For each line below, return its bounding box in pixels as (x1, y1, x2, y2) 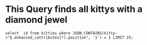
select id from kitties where (5, 30, 71, 35)
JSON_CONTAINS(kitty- (72, 30, 118, 35)
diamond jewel (5, 14, 68, 25)
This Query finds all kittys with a (5, 3, 143, 15)
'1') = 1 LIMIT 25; (92, 35, 134, 40)
